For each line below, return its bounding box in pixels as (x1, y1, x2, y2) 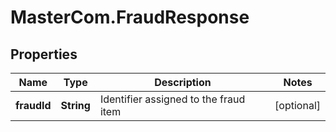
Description (154, 76, 212, 89)
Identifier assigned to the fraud (99, 92, 246, 106)
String (60, 99, 91, 112)
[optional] (274, 99, 321, 112)
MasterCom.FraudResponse (10, 6, 250, 29)
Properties (10, 46, 78, 63)
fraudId (15, 99, 52, 112)
